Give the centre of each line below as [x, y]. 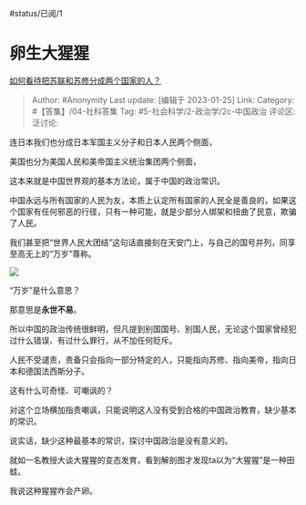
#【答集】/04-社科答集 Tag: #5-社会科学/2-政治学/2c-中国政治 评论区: [163, 111]
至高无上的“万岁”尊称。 [53, 253]
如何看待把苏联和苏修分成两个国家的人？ [85, 80]
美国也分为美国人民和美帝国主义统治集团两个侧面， [105, 161]
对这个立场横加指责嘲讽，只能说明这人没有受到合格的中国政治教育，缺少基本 [153, 409]
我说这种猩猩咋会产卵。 [53, 490]
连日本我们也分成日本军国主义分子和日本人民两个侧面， [113, 142]
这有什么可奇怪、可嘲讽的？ [61, 390]
